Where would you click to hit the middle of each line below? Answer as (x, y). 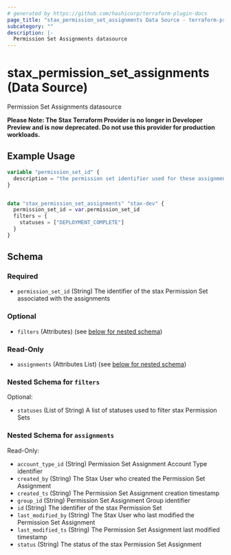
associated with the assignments (64, 298)
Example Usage (41, 156)
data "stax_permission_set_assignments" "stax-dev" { (86, 204)
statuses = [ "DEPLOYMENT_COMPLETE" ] (72, 223)
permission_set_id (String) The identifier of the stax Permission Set (112, 291)
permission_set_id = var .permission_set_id (76, 210)
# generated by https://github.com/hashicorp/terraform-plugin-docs (107, 13)
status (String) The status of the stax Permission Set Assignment (109, 544)
